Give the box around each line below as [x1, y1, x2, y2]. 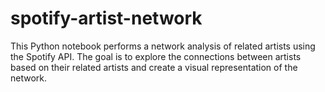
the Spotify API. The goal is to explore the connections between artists [10, 50, 302, 62]
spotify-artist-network [10, 7, 203, 30]
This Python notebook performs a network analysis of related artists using [10, 40, 316, 52]
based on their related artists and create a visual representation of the [10, 61, 298, 73]
